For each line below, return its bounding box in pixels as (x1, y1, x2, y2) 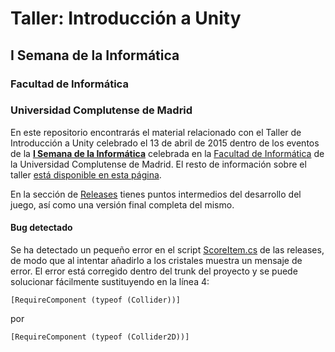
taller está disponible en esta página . (10, 168, 162, 181)
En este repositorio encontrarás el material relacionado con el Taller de (10, 126, 302, 138)
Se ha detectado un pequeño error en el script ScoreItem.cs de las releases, (10, 244, 325, 256)
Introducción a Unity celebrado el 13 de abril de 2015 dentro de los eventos (10, 137, 320, 149)
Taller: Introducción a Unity (10, 7, 242, 30)
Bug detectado (10, 222, 73, 234)
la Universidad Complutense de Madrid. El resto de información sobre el (10, 158, 307, 170)
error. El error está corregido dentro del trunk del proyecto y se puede (10, 265, 298, 277)
